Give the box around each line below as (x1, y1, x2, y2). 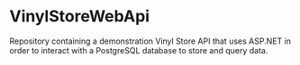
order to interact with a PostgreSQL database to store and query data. (9, 45, 268, 55)
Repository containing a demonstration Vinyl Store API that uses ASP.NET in (9, 36, 291, 46)
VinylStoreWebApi (9, 6, 150, 27)
